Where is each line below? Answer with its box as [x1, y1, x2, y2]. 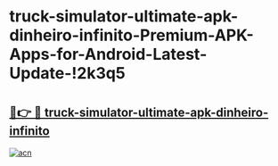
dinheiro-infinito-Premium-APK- [9, 25, 254, 46]
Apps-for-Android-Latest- [9, 45, 208, 64]
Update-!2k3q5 [9, 63, 127, 84]
